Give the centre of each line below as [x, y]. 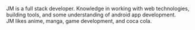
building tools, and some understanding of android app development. [91, 15]
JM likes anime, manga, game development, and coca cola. [79, 21]
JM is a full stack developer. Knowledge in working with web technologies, [98, 9]
